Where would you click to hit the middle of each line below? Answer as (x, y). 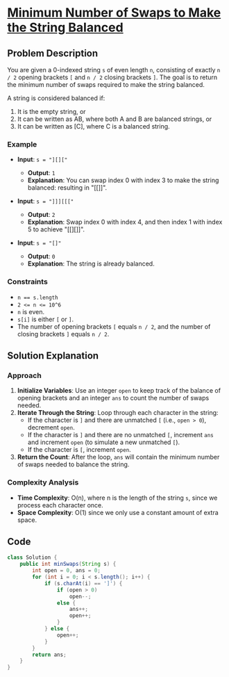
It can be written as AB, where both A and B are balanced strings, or (114, 119)
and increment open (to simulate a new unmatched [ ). (104, 442)
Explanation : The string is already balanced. (91, 264)
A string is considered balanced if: (56, 98)
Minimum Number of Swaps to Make (114, 13)
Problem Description (53, 53)
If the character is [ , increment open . (79, 450)
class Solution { (32, 557)
